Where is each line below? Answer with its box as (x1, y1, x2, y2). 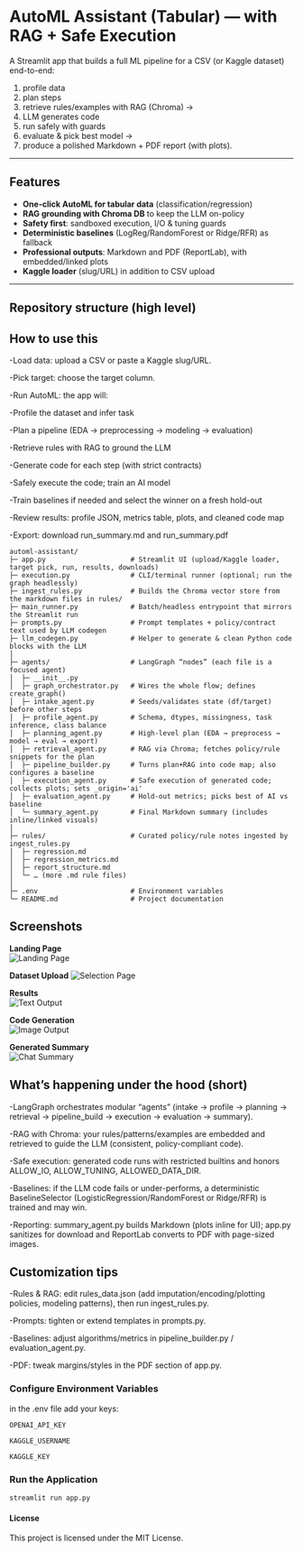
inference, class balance (9, 720, 106, 730)
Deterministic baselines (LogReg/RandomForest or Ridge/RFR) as (22, 227, 269, 238)
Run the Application (9, 1473, 98, 1485)
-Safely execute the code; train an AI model (9, 476, 171, 488)
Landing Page (9, 943, 62, 954)
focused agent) (9, 665, 67, 674)
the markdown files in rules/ (9, 594, 124, 604)
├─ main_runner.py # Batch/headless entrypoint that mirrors (9, 602, 293, 611)
